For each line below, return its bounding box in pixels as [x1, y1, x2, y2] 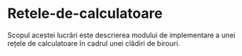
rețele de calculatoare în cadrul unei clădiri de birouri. [7, 38, 181, 47]
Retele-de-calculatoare [7, 5, 163, 23]
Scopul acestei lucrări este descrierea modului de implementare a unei [7, 30, 236, 40]
